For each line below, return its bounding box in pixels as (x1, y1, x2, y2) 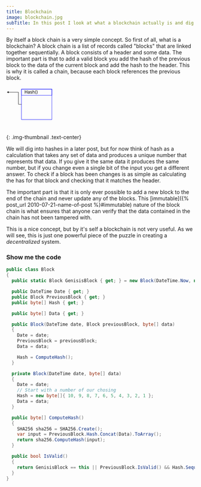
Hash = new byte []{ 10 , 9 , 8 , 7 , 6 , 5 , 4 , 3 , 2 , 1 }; (17, 393, 154, 399)
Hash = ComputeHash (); (17, 354, 74, 360)
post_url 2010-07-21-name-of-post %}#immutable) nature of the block (6, 201, 181, 209)
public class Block (6, 267, 55, 272)
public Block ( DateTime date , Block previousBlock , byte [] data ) (11, 321, 175, 327)
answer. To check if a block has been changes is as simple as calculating (6, 171, 187, 178)
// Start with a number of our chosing (17, 387, 117, 393)
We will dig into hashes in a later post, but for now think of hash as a (6, 145, 175, 152)
